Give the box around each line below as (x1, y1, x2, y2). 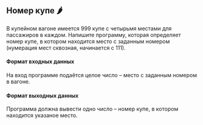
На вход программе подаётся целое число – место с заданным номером (6, 72, 198, 79)
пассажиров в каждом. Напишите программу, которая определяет (6, 31, 181, 38)
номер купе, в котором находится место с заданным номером (6, 38, 170, 45)
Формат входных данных (6, 58, 75, 66)
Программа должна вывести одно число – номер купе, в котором (6, 106, 179, 113)
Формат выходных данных (6, 92, 79, 99)
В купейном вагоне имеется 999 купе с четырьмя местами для (6, 24, 172, 32)
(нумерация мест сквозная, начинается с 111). (6, 44, 126, 51)
